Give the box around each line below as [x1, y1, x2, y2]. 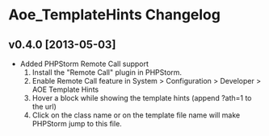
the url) [32, 102, 57, 111]
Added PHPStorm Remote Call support [19, 59, 149, 68]
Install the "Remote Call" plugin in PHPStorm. [32, 68, 183, 77]
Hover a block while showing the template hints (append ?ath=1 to [32, 93, 252, 102]
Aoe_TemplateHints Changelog [8, 6, 221, 24]
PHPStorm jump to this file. [32, 119, 123, 128]
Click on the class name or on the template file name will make [32, 110, 241, 120]
